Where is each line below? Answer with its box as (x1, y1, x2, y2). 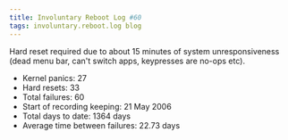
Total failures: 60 (21, 91, 85, 103)
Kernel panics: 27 (21, 72, 88, 83)
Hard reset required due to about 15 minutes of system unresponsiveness (9, 45, 280, 56)
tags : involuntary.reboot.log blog (9, 21, 142, 30)
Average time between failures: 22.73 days (21, 119, 181, 130)
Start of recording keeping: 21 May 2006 (21, 101, 172, 111)
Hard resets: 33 (21, 82, 80, 93)
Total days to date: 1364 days (21, 111, 131, 121)
